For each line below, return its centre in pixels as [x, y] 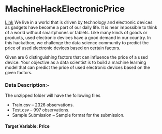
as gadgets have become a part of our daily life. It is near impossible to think [81, 27]
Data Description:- [27, 85]
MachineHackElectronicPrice [65, 9]
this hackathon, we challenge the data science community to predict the [77, 42]
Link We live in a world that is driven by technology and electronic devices [79, 22]
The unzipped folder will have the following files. [53, 95]
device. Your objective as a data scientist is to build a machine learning [76, 62]
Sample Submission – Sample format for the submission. [68, 115]
